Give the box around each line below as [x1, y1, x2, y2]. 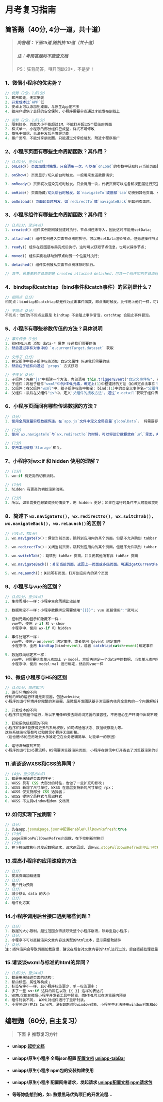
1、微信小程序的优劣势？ [5, 79, 62, 86]
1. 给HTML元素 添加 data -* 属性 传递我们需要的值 [5, 341, 97, 346]
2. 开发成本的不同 [5, 708, 37, 713]
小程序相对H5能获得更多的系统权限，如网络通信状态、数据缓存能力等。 [5, 725, 125, 731]
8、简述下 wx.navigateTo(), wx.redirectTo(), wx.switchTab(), [5, 512, 154, 519]
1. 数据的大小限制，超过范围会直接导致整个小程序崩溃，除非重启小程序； [5, 929, 131, 934]
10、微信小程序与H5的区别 [5, 674, 67, 681]
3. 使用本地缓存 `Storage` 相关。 [5, 445, 64, 450]
